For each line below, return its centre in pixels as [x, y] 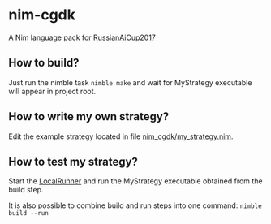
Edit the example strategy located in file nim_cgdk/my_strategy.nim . [121, 136]
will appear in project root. [52, 91]
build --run [28, 213]
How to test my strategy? [73, 161]
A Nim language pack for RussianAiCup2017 [82, 37]
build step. [26, 190]
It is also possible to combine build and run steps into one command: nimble [135, 205]
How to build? [44, 63]
